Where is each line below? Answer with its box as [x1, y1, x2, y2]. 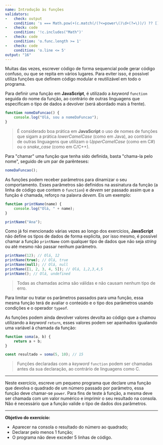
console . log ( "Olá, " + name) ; [14, 206, 75, 211]
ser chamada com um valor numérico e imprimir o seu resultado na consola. [5, 395, 157, 402]
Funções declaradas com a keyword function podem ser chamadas [16, 361, 153, 367]
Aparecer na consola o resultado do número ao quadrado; [12, 424, 129, 430]
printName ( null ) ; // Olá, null [5, 262, 68, 267]
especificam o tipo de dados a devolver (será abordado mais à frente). [5, 101, 146, 107]
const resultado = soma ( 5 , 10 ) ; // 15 [5, 352, 83, 357]
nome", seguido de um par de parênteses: [5, 159, 89, 164]
